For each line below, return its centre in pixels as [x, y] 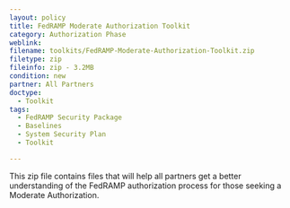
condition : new [38, 76]
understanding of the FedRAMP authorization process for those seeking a [145, 186]
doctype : [26, 92]
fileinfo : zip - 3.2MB [52, 68]
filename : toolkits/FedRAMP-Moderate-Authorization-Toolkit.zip [132, 51]
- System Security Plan [62, 134]
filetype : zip [36, 59]
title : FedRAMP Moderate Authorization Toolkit [100, 26]
